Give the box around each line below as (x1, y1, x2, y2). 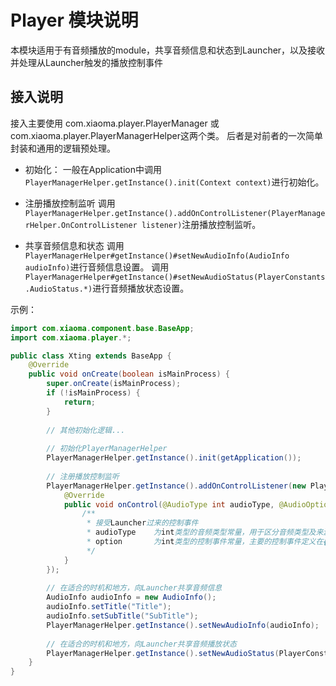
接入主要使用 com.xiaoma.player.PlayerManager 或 (10, 117, 220, 129)
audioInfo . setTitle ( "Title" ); (46, 602, 172, 612)
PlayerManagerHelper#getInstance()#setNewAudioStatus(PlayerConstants (24, 272, 326, 282)
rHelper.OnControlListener (24, 220, 138, 230)
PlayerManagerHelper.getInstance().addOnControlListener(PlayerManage (24, 208, 326, 218)
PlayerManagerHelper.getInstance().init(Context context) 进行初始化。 (24, 176, 325, 188)
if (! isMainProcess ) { (46, 388, 141, 398)
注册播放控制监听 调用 (24, 197, 116, 209)
